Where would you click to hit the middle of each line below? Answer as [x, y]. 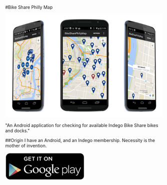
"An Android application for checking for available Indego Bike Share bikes [82, 125]
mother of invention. [26, 145]
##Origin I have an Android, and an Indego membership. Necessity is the [80, 140]
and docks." [17, 130]
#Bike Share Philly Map [29, 7]
